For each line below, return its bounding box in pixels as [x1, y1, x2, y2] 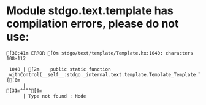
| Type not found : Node [22, 93, 86, 99]
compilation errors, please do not [6, 17, 179, 31]
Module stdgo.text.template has [6, 4, 174, 18]
